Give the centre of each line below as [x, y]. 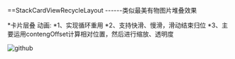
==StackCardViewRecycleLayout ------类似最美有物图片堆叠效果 [102, 10]
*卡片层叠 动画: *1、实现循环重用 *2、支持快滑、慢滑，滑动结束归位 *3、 [115, 25]
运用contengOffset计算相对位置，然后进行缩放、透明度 [93, 34]
